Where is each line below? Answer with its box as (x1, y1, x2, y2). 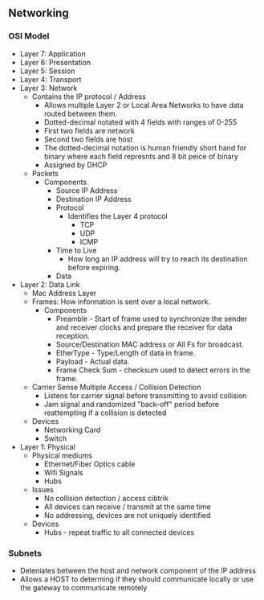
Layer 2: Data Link (19, 279, 80, 289)
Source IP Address (55, 185, 118, 195)
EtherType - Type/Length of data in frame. (55, 347, 196, 357)
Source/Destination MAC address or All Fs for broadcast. (55, 339, 244, 349)
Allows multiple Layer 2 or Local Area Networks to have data (43, 100, 244, 109)
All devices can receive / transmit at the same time (43, 502, 211, 512)
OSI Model (8, 31, 50, 42)
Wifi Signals (43, 467, 83, 477)
